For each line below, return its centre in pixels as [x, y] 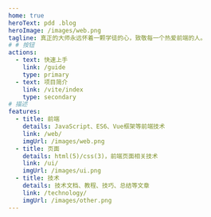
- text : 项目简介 [42, 82]
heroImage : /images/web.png [55, 30]
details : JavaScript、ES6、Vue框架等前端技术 [94, 126]
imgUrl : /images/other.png [67, 200]
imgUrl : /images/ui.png [62, 171]
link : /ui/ [41, 164]
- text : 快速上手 [42, 60]
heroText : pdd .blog [43, 23]
